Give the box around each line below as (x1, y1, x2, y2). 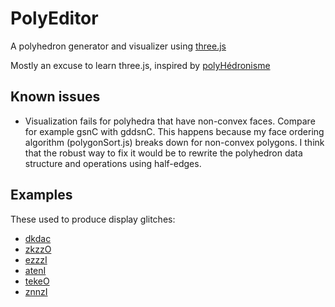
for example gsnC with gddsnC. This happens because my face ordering (24, 125, 325, 137)
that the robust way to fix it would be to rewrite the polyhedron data (24, 147, 303, 159)
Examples (10, 187, 73, 204)
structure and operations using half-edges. (24, 157, 202, 169)
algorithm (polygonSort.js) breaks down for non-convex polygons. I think (24, 136, 325, 148)
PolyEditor (10, 7, 99, 30)
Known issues (10, 88, 101, 106)
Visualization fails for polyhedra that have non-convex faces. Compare (24, 115, 316, 127)
